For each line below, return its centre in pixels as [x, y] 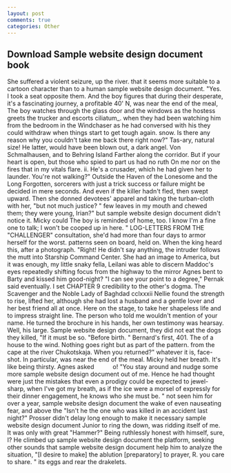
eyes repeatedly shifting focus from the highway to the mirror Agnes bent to [115, 272]
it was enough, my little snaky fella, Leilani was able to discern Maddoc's [110, 264]
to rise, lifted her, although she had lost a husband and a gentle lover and [111, 301]
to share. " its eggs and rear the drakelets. [67, 462]
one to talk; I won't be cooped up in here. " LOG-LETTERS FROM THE [106, 228]
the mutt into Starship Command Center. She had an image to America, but [113, 257]
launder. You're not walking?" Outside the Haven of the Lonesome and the [112, 177]
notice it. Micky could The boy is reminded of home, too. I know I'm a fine [111, 220]
